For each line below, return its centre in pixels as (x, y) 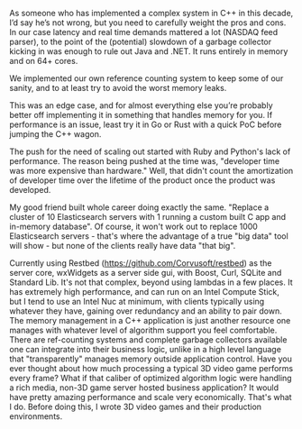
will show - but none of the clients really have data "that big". (123, 246)
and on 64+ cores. (44, 61)
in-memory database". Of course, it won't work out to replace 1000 (134, 226)
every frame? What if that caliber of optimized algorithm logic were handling (151, 378)
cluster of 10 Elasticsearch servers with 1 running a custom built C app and (148, 217)
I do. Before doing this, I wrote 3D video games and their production (136, 406)
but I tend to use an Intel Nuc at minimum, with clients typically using (137, 301)
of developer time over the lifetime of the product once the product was (142, 180)
